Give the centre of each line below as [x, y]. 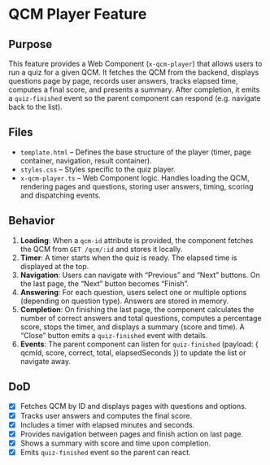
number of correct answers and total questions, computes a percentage [141, 318]
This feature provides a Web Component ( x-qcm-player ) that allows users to [135, 63]
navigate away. [46, 361]
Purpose [30, 44]
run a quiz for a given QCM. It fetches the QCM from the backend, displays [134, 72]
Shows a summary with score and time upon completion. [115, 443]
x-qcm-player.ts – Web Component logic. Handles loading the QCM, [135, 178]
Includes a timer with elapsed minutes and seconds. [107, 424]
